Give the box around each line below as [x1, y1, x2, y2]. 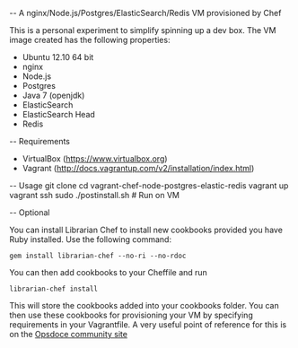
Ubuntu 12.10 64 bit [22, 52, 94, 62]
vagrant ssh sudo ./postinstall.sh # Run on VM [9, 190, 180, 200]
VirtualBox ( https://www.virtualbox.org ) [22, 153, 168, 164]
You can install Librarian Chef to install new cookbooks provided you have [9, 224, 283, 235]
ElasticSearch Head [22, 109, 96, 119]
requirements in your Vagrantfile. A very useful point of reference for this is [9, 319, 287, 330]
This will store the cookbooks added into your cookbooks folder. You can [9, 300, 280, 310]
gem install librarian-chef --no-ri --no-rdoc [9, 251, 187, 260]
